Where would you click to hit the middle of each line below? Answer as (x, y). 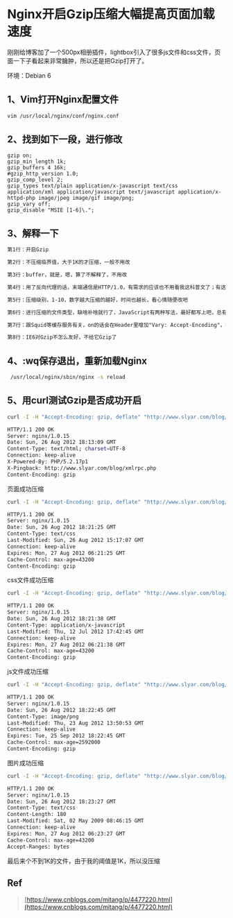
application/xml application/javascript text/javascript (91, 192)
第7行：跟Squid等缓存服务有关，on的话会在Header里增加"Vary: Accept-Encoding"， (116, 325)
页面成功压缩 (25, 488)
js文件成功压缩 (28, 672)
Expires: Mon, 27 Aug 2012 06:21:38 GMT (67, 645)
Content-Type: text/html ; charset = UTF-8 (67, 449)
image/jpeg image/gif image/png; (86, 198)
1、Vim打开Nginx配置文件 (63, 100)
